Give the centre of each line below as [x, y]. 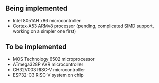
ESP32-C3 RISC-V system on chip [48, 75]
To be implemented [36, 47]
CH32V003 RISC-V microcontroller [49, 69]
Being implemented [36, 8]
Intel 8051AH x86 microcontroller [47, 20]
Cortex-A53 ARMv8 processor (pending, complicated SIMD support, [83, 26]
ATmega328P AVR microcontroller [48, 64]
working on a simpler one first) [44, 31]
